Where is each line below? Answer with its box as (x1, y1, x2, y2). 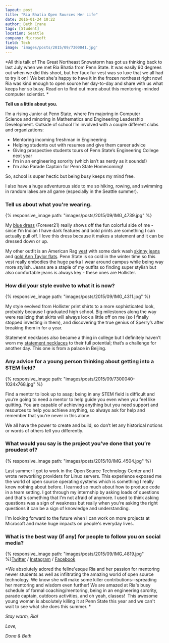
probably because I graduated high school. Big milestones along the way (5, 309, 157, 315)
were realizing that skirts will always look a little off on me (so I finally (5, 314, 149, 320)
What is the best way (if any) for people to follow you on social (5, 533, 161, 540)
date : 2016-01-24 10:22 (5, 17, 55, 22)
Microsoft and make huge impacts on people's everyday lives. (5, 520, 134, 526)
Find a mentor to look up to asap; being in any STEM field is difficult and (5, 391, 155, 397)
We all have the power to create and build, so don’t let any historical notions (5, 422, 163, 428)
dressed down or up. (5, 238, 49, 244)
